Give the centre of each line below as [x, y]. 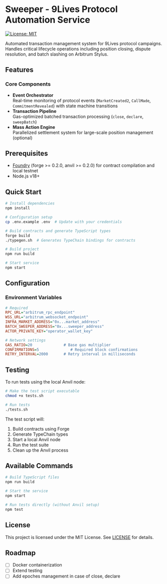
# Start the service [27, 491]
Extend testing [27, 570]
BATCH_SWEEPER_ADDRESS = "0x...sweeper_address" [55, 327]
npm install [18, 208]
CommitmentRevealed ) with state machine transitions [65, 106]
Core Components [28, 84]
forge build [18, 236]
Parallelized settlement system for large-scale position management [83, 132]
